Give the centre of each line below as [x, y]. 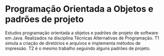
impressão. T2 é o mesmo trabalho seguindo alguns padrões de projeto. [78, 48]
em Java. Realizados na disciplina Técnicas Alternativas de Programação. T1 [82, 38]
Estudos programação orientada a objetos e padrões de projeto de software [82, 33]
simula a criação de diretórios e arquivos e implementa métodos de [73, 43]
